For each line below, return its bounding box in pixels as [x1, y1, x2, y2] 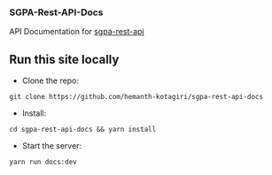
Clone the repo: [21, 75, 80, 86]
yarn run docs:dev [9, 157, 77, 167]
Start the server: [21, 141, 82, 151]
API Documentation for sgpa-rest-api [9, 27, 144, 37]
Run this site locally [9, 51, 120, 67]
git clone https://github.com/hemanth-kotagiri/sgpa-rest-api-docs [9, 93, 264, 102]
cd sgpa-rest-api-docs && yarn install [9, 126, 157, 134]
